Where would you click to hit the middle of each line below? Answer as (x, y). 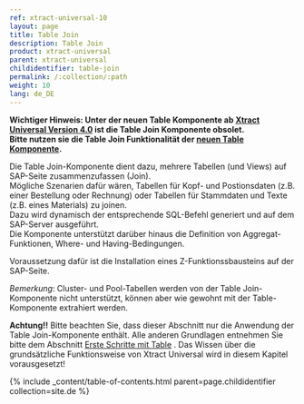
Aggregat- (262, 233)
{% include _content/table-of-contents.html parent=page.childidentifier (142, 381)
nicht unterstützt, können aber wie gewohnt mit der (155, 298)
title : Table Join (44, 34)
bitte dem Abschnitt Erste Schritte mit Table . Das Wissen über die (132, 344)
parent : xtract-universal (58, 60)
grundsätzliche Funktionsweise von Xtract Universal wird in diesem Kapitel (149, 354)
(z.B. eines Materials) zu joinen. (68, 204)
